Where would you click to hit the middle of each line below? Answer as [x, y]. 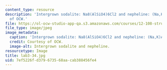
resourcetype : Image [27, 51]
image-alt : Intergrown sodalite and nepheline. [60, 46]
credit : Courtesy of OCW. [37, 42]
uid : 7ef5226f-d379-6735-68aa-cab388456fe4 [51, 60]
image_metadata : [22, 33]
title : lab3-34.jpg [25, 55]
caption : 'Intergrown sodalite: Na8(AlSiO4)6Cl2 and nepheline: [78, 37]
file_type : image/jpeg [29, 28]
